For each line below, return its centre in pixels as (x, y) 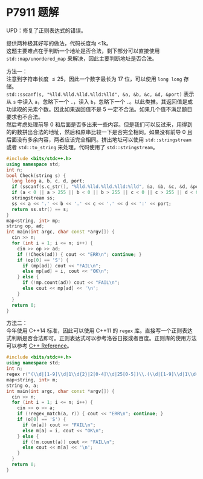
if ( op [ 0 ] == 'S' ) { (43, 260)
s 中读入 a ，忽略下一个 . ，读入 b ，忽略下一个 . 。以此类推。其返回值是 (100, 101)
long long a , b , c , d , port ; (48, 181)
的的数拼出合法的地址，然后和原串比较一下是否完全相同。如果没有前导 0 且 (99, 132)
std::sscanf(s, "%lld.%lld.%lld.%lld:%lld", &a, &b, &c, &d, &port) (94, 95)
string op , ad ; (25, 226)
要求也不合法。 (25, 116)
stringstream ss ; (34, 198)
